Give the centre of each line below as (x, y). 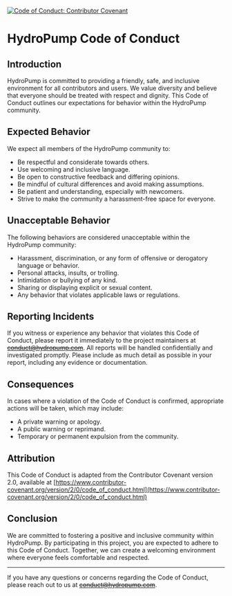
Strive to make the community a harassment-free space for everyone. (116, 199)
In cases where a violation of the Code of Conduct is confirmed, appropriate (116, 401)
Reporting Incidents (51, 317)
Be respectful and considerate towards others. (83, 162)
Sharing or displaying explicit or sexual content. (85, 287)
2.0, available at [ (32, 482)
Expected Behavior (49, 132)
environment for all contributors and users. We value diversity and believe (112, 88)
